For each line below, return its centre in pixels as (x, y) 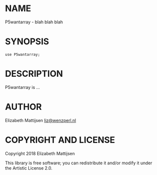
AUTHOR (24, 107)
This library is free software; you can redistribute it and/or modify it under (79, 163)
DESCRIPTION (34, 74)
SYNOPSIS (27, 42)
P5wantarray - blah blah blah (34, 22)
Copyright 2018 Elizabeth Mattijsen (40, 153)
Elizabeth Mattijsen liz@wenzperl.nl (41, 120)
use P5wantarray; (23, 54)
